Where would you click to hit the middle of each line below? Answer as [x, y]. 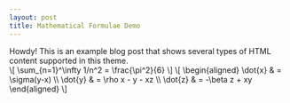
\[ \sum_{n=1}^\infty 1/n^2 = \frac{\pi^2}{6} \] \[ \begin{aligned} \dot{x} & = [145, 70]
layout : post [33, 17]
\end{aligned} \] [39, 89]
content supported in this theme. [69, 60]
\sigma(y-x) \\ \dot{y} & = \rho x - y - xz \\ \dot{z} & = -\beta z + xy [131, 79]
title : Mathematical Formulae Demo [75, 26]
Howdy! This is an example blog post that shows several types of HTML [141, 51]
